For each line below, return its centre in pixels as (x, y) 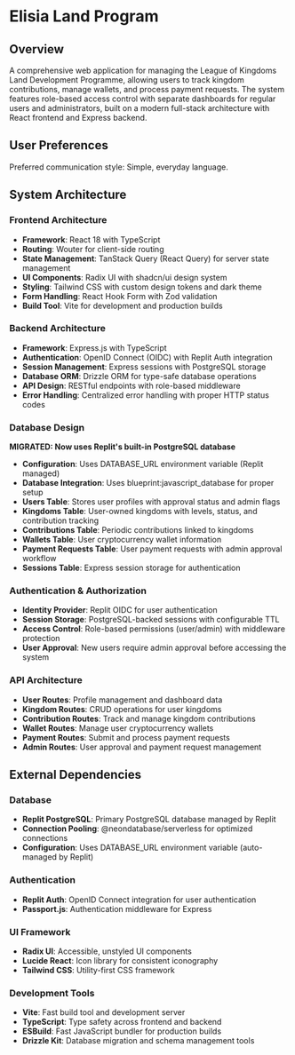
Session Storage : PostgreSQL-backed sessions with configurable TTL (151, 620)
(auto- (251, 848)
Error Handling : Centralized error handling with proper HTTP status (145, 395)
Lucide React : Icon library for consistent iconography (120, 960)
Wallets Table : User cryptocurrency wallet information (122, 540)
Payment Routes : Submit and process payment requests (126, 737)
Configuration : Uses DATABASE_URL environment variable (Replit (143, 464)
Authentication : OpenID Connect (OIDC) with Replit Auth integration (147, 357)
